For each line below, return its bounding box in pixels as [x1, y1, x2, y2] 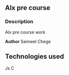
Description [5, 18, 34, 25]
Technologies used [5, 52, 64, 61]
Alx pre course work [5, 29, 46, 35]
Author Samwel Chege [5, 38, 51, 44]
